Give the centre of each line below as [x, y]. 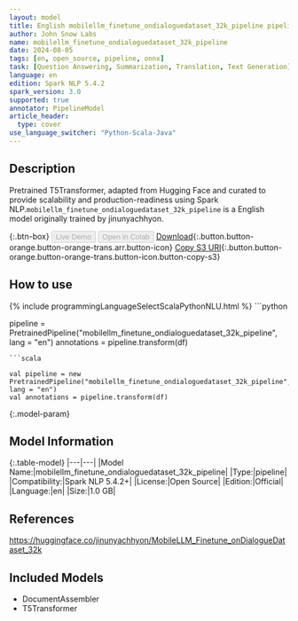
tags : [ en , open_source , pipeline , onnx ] [87, 59]
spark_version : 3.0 [45, 91]
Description [42, 169]
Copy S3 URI [198, 247]
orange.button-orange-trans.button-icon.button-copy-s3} [115, 256]
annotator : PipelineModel [57, 108]
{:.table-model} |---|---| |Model [67, 463]
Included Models [56, 578]
